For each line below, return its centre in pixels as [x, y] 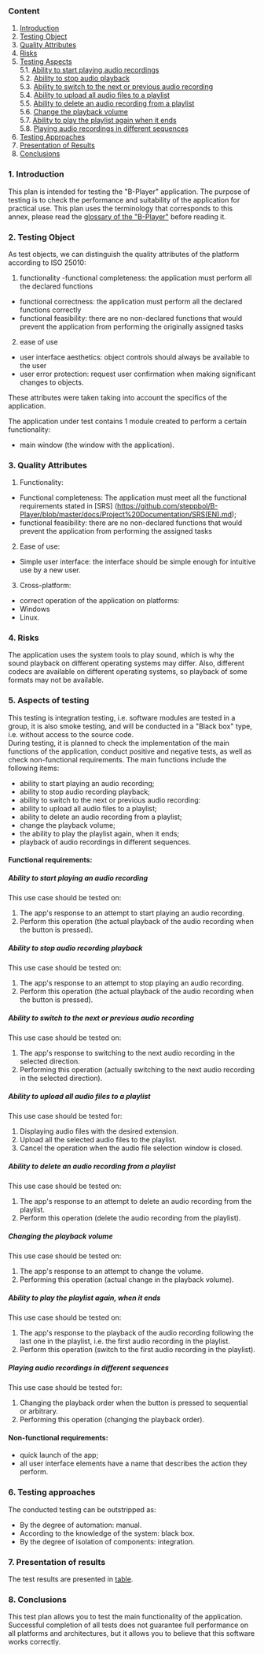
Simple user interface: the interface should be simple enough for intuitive [137, 562]
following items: [34, 768]
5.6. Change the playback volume [73, 112]
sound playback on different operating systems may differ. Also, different [126, 663]
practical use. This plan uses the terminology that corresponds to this [121, 208]
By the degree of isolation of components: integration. [107, 1541]
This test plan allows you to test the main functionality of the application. [125, 1617]
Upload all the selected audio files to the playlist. [98, 1140]
